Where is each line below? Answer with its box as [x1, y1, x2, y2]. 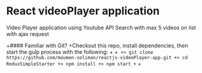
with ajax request [6, 30, 50, 37]
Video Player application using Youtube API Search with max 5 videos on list [6, 24, 197, 31]
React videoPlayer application [6, 4, 160, 18]
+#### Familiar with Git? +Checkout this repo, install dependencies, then [6, 42, 189, 49]
